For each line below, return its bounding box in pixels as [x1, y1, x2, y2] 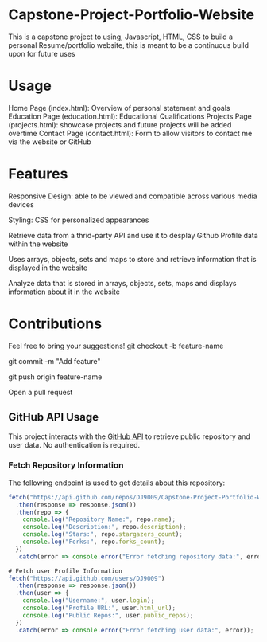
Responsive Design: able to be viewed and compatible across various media [8, 191, 257, 201]
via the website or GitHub [8, 137, 91, 147]
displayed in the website [8, 263, 88, 272]
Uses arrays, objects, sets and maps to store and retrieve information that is [8, 254, 257, 264]
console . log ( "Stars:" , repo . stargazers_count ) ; [22, 530, 183, 538]
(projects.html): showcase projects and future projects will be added [8, 119, 232, 129]
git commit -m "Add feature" [8, 356, 101, 366]
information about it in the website [8, 287, 121, 296]
